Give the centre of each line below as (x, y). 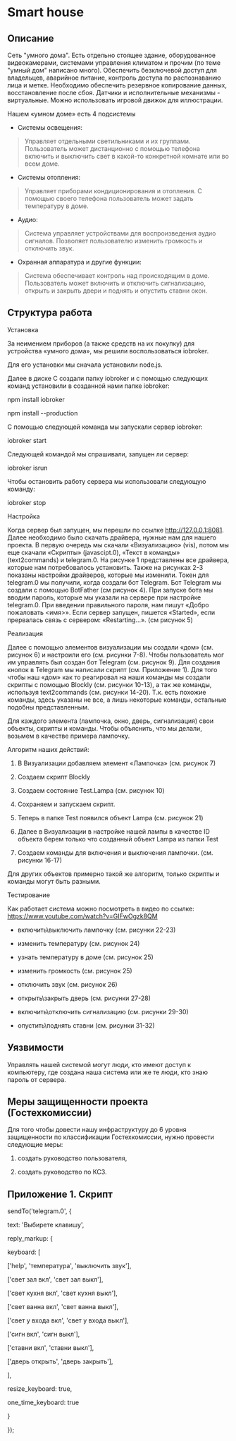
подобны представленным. (48, 707)
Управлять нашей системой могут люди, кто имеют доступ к (99, 1064)
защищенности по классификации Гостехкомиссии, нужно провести (111, 1137)
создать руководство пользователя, (72, 1158)
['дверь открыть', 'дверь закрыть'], (60, 1361)
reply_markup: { (30, 1239)
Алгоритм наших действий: (48, 749)
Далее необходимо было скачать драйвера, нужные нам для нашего (112, 537)
